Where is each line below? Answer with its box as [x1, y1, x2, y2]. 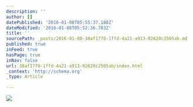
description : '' [6, 8, 46, 15]
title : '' [6, 30, 31, 36]
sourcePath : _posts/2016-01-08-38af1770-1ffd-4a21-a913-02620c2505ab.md [6, 36, 188, 42]
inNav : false [6, 57, 38, 63]
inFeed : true [6, 47, 38, 53]
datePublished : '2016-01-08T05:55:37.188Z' [6, 19, 114, 25]
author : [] [6, 14, 33, 20]
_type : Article [6, 74, 43, 80]
